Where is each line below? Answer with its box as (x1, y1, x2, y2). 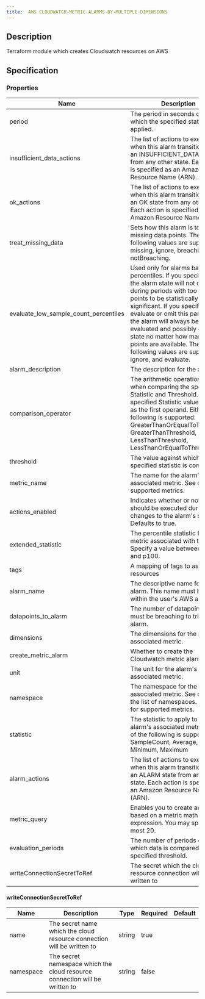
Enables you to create (130, 803, 193, 812)
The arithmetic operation (130, 375, 201, 384)
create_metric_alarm (9, 651, 68, 659)
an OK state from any (130, 198, 191, 207)
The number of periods (130, 836, 196, 845)
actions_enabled (9, 507, 57, 516)
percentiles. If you (130, 271, 182, 280)
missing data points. (130, 231, 188, 240)
